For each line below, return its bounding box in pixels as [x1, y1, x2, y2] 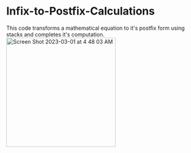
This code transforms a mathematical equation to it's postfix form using [6, 24, 185, 32]
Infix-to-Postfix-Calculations [6, 4, 155, 18]
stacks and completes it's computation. [6, 30, 105, 38]
